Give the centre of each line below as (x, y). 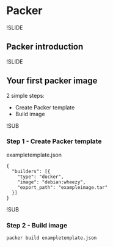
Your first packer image (52, 81)
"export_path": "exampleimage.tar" (63, 187)
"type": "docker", (41, 177)
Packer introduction (45, 47)
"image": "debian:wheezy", (52, 182)
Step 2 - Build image (37, 225)
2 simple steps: (25, 95)
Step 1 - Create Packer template (54, 141)
